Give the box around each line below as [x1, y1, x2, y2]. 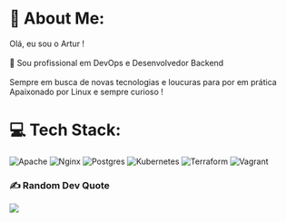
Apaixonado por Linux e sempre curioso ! [9, 86, 163, 97]
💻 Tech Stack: [9, 120, 122, 140]
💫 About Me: [9, 8, 105, 29]
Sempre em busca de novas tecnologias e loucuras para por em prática [9, 76, 277, 87]
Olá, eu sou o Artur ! [9, 38, 84, 49]
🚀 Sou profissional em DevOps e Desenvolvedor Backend [9, 57, 224, 68]
